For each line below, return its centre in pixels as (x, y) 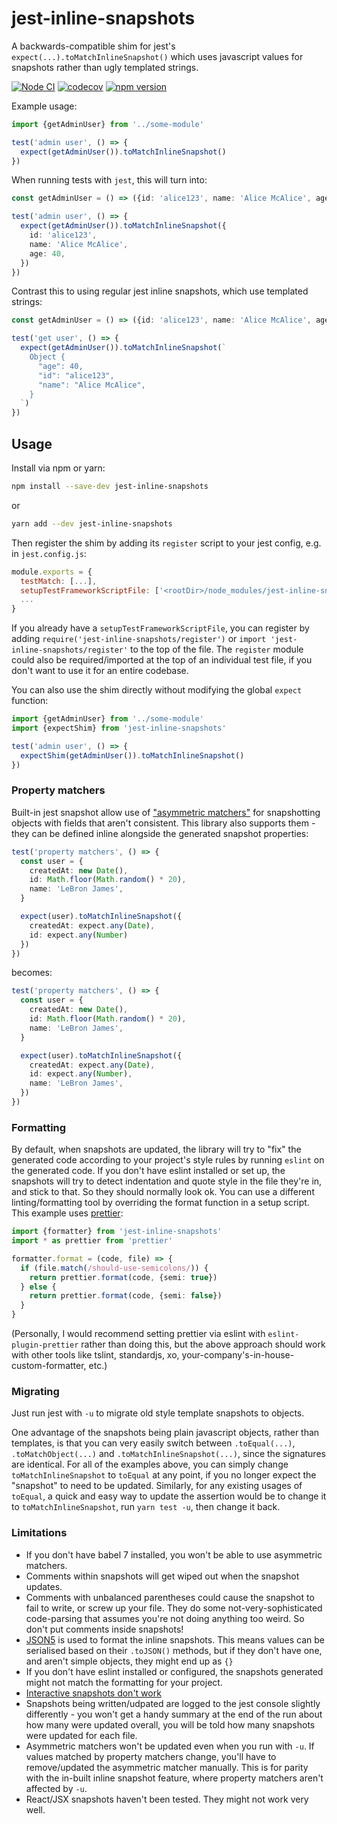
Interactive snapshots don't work (93, 1693)
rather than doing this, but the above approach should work (203, 1344)
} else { (38, 1287)
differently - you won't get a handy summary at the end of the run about (174, 1714)
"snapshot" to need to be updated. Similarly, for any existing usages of (157, 1486)
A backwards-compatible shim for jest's (93, 46)
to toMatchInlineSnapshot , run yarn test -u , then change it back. (146, 1507)
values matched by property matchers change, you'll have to (151, 1756)
